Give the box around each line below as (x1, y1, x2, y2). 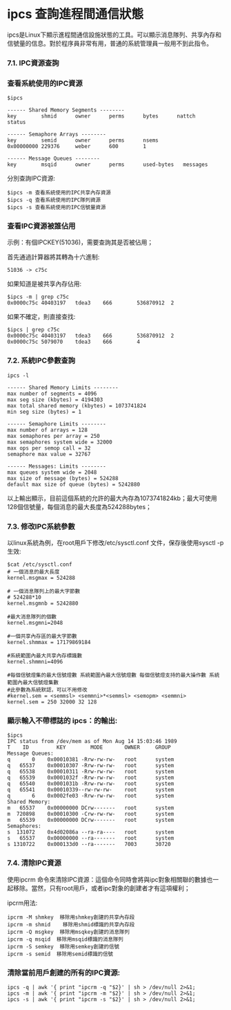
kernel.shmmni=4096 (7, 659, 63, 665)
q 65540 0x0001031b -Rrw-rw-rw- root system (7, 780, 174, 787)
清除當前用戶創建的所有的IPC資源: (7, 968, 121, 977)
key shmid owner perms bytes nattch (7, 113, 196, 120)
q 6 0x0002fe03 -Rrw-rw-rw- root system (7, 793, 174, 800)
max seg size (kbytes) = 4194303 (7, 396, 103, 403)
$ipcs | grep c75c (7, 327, 60, 333)
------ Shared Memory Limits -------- (7, 384, 119, 391)
